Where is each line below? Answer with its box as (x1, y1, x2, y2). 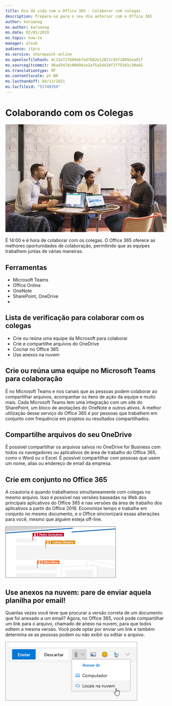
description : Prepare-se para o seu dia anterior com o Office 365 (5, 13, 153, 19)
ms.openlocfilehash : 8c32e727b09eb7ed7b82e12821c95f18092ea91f (5, 57, 143, 62)
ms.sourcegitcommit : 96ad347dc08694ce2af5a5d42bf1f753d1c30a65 (5, 62, 143, 68)
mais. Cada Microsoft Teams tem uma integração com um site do (5, 399, 143, 405)
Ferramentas (5, 263, 47, 272)
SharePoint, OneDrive (12, 293, 59, 299)
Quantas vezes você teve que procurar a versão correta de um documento (5, 609, 163, 616)
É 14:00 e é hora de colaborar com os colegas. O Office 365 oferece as (5, 237, 156, 244)
